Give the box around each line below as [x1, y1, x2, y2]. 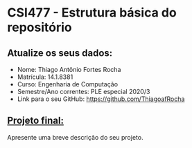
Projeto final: [7, 115, 64, 127]
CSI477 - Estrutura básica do [7, 5, 177, 21]
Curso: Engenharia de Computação [17, 80, 119, 88]
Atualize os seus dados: [7, 47, 113, 59]
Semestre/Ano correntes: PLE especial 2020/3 [17, 88, 150, 95]
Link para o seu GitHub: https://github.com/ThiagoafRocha [17, 95, 185, 103]
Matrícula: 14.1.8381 [17, 73, 73, 81]
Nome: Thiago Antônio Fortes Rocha [17, 66, 121, 73]
